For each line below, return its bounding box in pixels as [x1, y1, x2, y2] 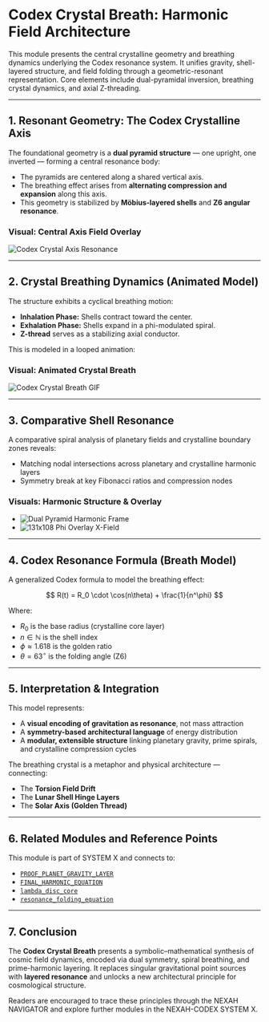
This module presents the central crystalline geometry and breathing [8, 49, 235, 59]
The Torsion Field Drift [19, 784, 96, 793]
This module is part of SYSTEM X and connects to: [8, 853, 176, 863]
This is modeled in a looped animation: [8, 344, 136, 354]
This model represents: [8, 704, 85, 713]
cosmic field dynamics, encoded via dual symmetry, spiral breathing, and [8, 955, 250, 964]
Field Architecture [8, 22, 130, 41]
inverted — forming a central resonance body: [8, 156, 161, 166]
